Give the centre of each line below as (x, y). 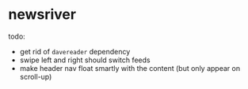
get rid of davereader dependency (75, 51)
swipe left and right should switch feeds (85, 60)
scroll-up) (36, 76)
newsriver (42, 15)
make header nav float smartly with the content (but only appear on (130, 68)
